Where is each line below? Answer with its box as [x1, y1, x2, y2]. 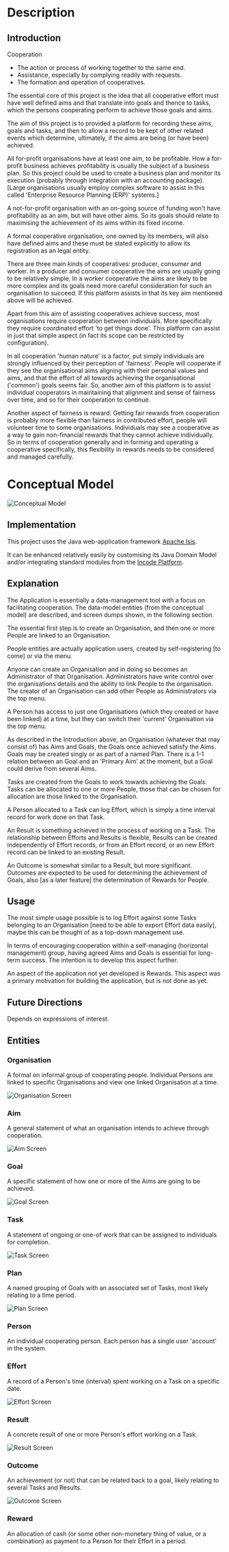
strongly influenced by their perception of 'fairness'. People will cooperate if [7, 359, 221, 367]
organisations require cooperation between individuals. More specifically [7, 317, 213, 325]
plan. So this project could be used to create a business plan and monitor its [7, 169, 221, 177]
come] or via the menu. [7, 651, 73, 659]
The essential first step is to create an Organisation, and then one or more [7, 624, 215, 632]
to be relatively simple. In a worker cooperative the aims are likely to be [7, 274, 207, 282]
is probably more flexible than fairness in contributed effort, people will [7, 416, 207, 424]
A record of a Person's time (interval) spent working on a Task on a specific [7, 1377, 220, 1385]
